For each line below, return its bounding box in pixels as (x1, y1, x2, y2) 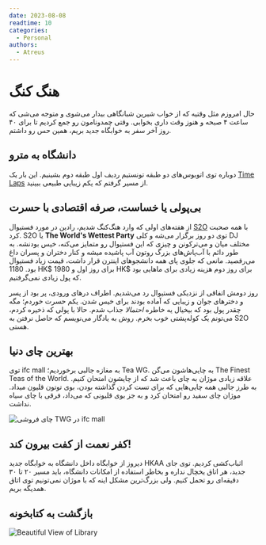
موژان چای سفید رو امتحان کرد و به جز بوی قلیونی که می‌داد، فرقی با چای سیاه (9, 391, 241, 400)
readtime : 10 (9, 19, 52, 27)
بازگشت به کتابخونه (9, 506, 93, 520)
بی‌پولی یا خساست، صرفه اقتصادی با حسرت (9, 201, 201, 215)
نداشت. (9, 399, 32, 409)
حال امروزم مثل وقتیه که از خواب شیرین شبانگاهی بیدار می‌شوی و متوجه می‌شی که (9, 109, 256, 118)
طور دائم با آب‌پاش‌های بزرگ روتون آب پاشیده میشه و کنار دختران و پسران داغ (9, 247, 239, 257)
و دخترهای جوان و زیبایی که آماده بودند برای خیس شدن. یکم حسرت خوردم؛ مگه (9, 296, 244, 306)
